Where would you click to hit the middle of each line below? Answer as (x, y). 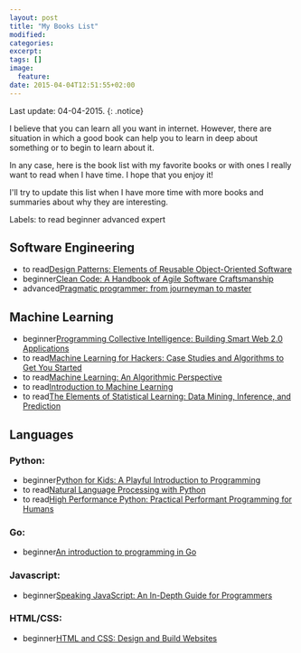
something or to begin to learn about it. (82, 147)
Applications (46, 348)
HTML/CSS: (36, 619)
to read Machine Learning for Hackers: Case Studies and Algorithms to (153, 358)
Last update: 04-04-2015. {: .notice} (77, 110)
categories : (32, 43)
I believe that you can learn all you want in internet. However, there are (141, 128)
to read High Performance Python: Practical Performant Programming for (157, 499)
